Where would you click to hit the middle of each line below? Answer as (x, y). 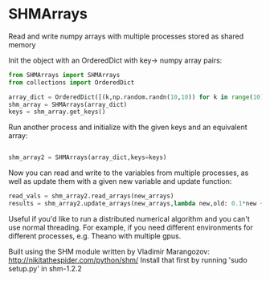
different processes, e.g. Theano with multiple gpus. (95, 236)
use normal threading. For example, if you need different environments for (131, 227)
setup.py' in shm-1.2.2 (45, 268)
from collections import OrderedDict (72, 82)
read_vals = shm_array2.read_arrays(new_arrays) (91, 196)
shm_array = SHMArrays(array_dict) (68, 104)
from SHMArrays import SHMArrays (64, 75)
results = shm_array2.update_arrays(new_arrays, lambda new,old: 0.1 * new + (136, 204)
